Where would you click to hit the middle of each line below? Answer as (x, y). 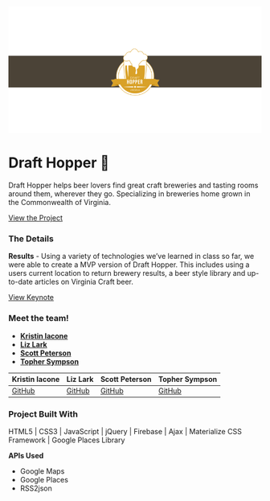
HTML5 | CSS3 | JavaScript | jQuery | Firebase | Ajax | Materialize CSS (125, 432)
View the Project (35, 218)
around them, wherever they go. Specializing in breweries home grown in (129, 193)
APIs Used (26, 456)
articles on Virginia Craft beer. (84, 282)
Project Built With (43, 414)
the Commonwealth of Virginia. (59, 202)
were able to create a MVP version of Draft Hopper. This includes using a (129, 265)
